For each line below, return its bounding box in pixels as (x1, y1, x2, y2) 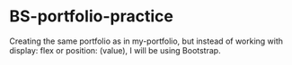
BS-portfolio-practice (9, 6, 173, 27)
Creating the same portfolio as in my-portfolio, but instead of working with (9, 36, 284, 46)
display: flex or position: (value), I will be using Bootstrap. (9, 45, 222, 55)
